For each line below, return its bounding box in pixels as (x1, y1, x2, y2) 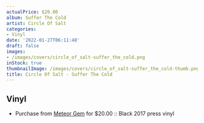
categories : (6, 26, 36, 32)
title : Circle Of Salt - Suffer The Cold (6, 71, 113, 77)
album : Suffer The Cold (6, 15, 67, 21)
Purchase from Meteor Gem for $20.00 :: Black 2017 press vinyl (15, 110, 175, 118)
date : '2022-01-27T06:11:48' (6, 37, 80, 43)
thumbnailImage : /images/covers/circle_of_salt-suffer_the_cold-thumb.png (6, 65, 200, 72)
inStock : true (6, 60, 42, 66)
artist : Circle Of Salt (6, 20, 67, 26)
